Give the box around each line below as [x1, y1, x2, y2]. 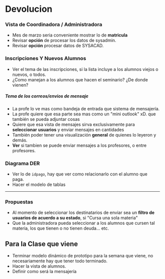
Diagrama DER [5, 160, 40, 167]
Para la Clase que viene [5, 240, 78, 248]
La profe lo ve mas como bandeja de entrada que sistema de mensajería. [12, 105, 160, 111]
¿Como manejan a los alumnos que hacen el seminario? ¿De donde [12, 76, 148, 82]
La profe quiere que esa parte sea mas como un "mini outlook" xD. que [12, 111, 156, 117]
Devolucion [5, 3, 53, 15]
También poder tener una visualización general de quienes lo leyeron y [12, 132, 156, 138]
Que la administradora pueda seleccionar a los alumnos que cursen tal [12, 220, 155, 226]
